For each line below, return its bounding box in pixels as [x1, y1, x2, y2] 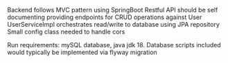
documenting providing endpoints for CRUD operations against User [7, 13, 202, 21]
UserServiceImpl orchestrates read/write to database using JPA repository [7, 21, 220, 28]
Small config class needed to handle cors [7, 27, 125, 36]
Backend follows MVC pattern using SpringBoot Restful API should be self [7, 6, 218, 14]
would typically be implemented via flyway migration [7, 48, 157, 56]
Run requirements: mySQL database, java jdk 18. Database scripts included [7, 41, 222, 49]
